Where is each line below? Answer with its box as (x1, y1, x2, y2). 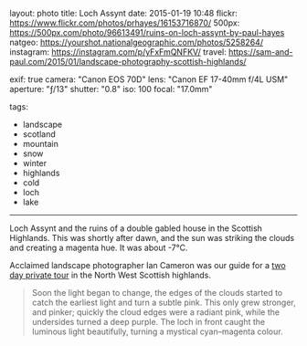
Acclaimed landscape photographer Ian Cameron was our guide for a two (9, 260, 286, 270)
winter (22, 158, 48, 168)
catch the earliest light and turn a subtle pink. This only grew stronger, (31, 297, 297, 308)
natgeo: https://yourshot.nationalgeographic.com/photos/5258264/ (9, 37, 263, 47)
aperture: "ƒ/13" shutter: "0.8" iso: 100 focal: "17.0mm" (9, 84, 213, 94)
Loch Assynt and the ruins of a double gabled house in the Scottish (9, 223, 263, 234)
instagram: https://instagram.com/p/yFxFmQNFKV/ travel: (9, 47, 227, 58)
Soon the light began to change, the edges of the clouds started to (31, 288, 283, 298)
